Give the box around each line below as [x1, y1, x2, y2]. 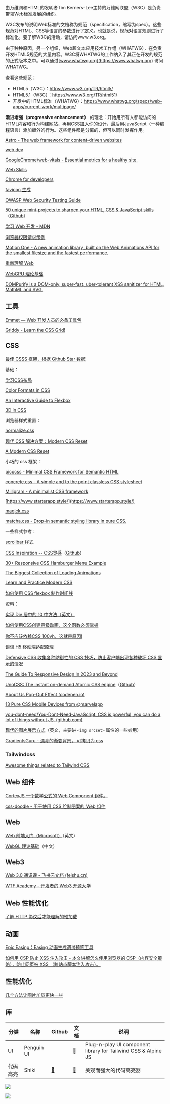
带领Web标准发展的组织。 [5, 11, 59, 17]
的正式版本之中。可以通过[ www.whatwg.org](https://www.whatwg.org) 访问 [5, 58, 163, 63]
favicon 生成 [5, 187, 31, 192]
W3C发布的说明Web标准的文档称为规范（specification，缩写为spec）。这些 [5, 22, 162, 27]
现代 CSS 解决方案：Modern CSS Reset [5, 438, 88, 444]
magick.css [5, 508, 29, 514]
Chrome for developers [5, 176, 54, 182]
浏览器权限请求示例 [5, 234, 46, 240]
